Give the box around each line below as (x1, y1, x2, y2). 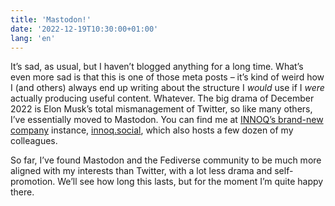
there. (10, 186, 35, 198)
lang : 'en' (10, 33, 56, 43)
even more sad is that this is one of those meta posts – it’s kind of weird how (10, 71, 325, 83)
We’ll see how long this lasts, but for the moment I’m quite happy (57, 176, 324, 188)
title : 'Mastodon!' (10, 14, 92, 25)
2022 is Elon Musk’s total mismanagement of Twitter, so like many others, (10, 103, 313, 115)
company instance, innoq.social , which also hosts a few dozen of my (10, 124, 294, 136)
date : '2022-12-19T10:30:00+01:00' (10, 24, 159, 34)
